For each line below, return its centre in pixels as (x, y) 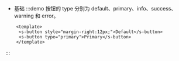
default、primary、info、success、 (134, 8)
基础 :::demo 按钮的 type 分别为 (52, 8)
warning (24, 16)
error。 (50, 16)
